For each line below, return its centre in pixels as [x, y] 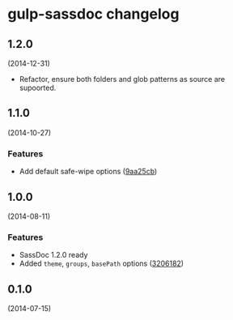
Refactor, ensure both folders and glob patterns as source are [122, 79]
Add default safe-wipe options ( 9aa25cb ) [88, 172]
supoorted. [38, 87]
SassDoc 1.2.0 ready [53, 255]
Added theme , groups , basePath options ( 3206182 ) [101, 263]
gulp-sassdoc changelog [93, 14]
